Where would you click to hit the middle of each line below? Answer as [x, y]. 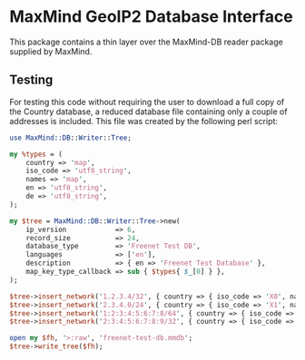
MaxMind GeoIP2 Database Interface [151, 17]
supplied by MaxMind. [51, 51]
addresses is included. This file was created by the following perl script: [144, 121]
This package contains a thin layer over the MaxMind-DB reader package [146, 42]
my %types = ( [36, 154]
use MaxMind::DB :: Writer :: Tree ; [70, 138]
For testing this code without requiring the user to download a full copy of [147, 102]
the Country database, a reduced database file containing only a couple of [148, 112]
